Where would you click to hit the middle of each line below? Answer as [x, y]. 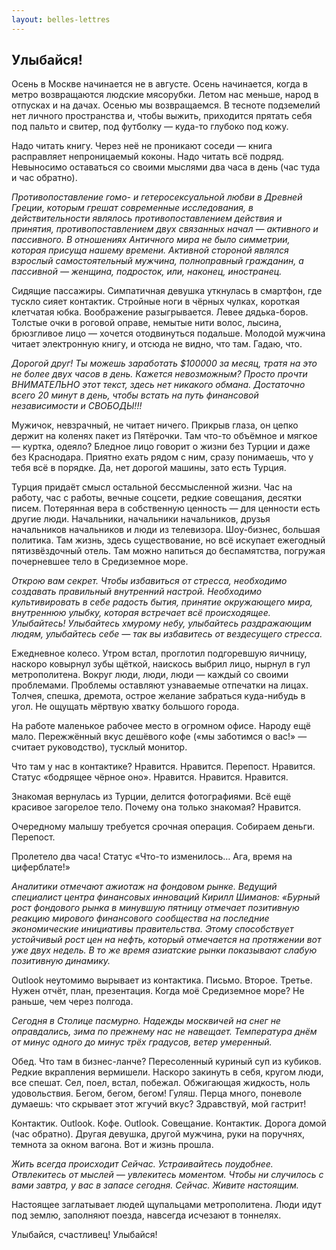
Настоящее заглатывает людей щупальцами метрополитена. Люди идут [166, 1205]
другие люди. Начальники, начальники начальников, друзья [141, 519]
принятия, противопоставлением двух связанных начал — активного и [165, 229]
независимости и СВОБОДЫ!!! [77, 406]
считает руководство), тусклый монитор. [99, 747]
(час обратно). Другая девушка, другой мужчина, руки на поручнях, [158, 1134]
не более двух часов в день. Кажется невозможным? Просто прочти [159, 374]
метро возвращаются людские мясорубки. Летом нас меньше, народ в [165, 95]
